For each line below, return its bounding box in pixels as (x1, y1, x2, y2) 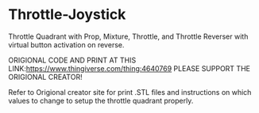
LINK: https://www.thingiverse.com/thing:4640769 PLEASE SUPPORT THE (8, 63, 250, 73)
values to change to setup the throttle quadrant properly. (8, 96, 194, 105)
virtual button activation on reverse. (8, 40, 125, 49)
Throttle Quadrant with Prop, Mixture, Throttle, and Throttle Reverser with (8, 32, 249, 41)
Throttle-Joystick (8, 6, 126, 24)
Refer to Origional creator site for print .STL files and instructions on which (8, 87, 252, 96)
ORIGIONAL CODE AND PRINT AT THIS (8, 55, 137, 65)
